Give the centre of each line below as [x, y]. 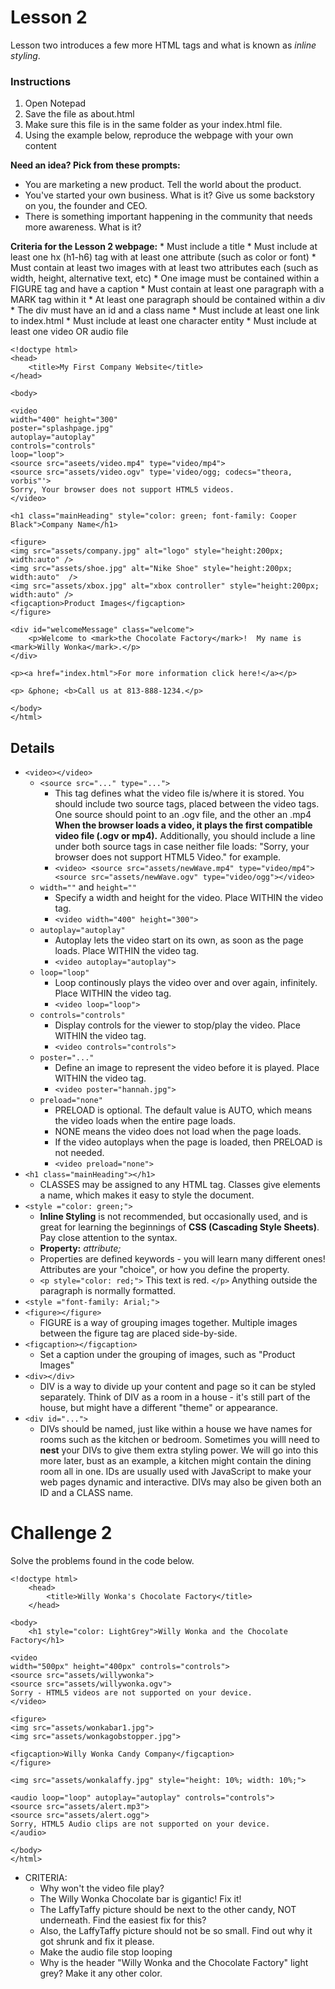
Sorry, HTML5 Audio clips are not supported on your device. [140, 1824]
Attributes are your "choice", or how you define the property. [164, 1270]
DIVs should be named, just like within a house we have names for [176, 1429]
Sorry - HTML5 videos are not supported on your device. [131, 1692]
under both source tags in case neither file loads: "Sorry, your [182, 847]
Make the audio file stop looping [106, 1952]
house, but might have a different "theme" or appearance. [159, 1408]
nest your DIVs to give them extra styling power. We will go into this [179, 1450]
